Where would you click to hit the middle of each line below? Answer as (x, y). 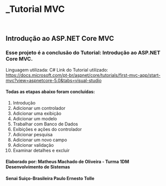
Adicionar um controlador (39, 108)
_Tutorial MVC (35, 9)
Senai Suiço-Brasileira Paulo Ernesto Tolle (50, 179)
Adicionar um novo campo (40, 140)
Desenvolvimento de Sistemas (38, 167)
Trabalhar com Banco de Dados (45, 124)
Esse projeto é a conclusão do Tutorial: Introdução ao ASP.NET (83, 53)
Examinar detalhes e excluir (41, 150)
